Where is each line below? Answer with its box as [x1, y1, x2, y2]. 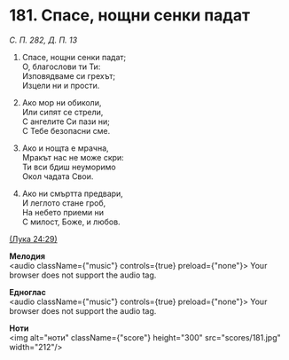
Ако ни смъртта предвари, [21, 188, 124, 199]
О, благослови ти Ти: [21, 61, 101, 72]
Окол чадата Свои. [21, 170, 94, 182]
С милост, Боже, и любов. [21, 216, 121, 227]
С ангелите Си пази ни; [21, 116, 111, 127]
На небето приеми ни [21, 207, 105, 217]
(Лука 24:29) [9, 233, 58, 244]
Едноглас [9, 286, 46, 297]
